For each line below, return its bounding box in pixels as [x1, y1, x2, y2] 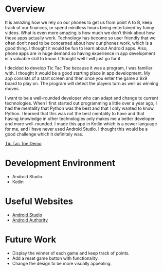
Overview [5, 3, 45, 15]
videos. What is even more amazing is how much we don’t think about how [5, 30, 155, 35]
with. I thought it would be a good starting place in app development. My [5, 70, 151, 76]
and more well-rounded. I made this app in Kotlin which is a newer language [5, 120, 157, 127]
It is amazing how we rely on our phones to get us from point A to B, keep [5, 19, 152, 25]
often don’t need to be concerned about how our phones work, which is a [5, 40, 153, 46]
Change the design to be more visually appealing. [12, 260, 112, 266]
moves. [5, 85, 20, 91]
